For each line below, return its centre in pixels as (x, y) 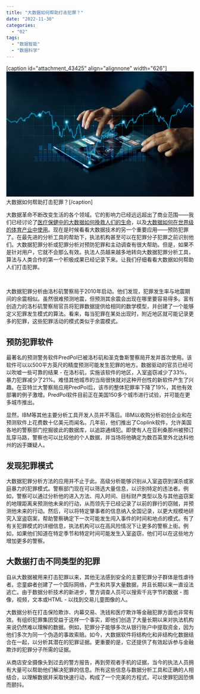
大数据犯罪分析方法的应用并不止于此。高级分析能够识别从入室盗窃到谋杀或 (97, 481)
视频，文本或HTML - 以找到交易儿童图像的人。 (74, 599)
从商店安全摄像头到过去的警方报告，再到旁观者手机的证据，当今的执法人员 (97, 662)
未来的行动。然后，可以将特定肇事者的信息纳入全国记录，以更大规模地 (102, 511)
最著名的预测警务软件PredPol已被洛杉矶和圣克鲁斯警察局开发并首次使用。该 (99, 357)
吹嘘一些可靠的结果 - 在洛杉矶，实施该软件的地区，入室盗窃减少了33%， (101, 372)
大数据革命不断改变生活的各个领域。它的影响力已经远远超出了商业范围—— (97, 215)
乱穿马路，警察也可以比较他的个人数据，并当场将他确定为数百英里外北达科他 (100, 438)
